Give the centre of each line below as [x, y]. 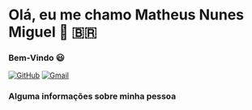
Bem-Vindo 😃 [36, 58]
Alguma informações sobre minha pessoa [92, 96]
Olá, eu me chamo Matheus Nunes [126, 15]
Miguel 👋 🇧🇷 [53, 32]
